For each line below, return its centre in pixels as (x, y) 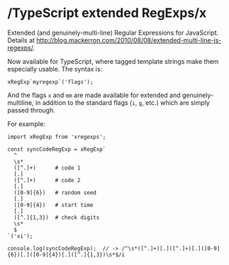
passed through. (31, 110)
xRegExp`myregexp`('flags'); (50, 82)
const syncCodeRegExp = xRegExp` (57, 149)
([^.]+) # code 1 (47, 168)
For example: (27, 124)
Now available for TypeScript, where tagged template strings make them (113, 61)
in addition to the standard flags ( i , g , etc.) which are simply (123, 102)
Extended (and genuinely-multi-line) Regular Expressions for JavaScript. (113, 33)
